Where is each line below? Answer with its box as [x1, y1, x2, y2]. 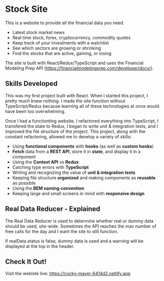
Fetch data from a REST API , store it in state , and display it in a [12, 148, 141, 154]
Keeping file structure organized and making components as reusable [12, 174, 156, 181]
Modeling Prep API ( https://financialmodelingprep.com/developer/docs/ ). [5, 65, 154, 71]
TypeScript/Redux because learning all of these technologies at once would [5, 103, 160, 109]
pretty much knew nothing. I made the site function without [5, 98, 125, 104]
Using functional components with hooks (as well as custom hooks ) [12, 143, 154, 149]
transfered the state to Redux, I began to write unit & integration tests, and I [5, 123, 158, 129]
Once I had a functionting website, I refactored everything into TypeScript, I [5, 118, 159, 124]
